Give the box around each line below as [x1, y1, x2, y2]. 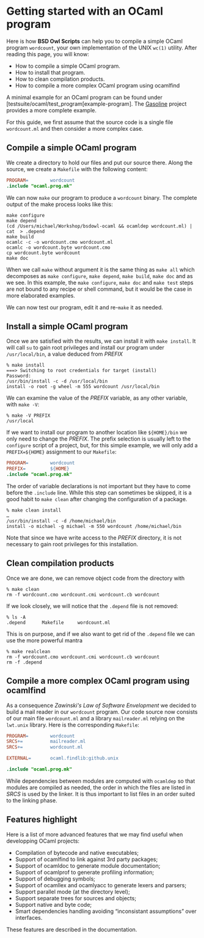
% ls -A [6, 614, 26, 620]
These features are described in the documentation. [6, 926, 137, 933]
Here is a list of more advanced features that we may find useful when [6, 830, 183, 838]
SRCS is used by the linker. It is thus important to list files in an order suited [6, 790, 195, 797]
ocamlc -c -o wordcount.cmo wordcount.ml [6, 239, 114, 245]
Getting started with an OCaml [6, 4, 164, 18]
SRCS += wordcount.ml [6, 744, 84, 750]
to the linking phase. [6, 796, 57, 804]
